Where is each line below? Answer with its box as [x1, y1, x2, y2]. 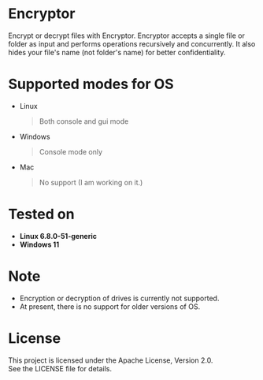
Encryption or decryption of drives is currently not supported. [19, 293, 220, 303]
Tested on [8, 206, 75, 223]
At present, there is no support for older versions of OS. [19, 301, 201, 311]
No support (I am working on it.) [39, 177, 143, 187]
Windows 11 [19, 240, 60, 249]
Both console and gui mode [39, 116, 129, 126]
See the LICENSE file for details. [8, 363, 113, 373]
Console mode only [39, 147, 103, 156]
